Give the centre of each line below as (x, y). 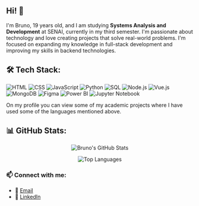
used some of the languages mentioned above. (64, 111)
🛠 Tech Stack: (34, 70)
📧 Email (24, 190)
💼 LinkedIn (28, 197)
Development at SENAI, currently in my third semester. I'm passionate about (99, 31)
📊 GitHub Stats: (37, 131)
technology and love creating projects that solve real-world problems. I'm (96, 38)
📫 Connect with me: (36, 175)
